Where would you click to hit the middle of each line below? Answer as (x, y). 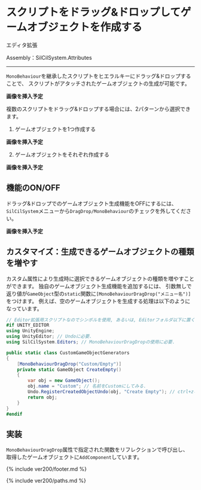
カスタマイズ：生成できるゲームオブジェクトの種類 (100, 252)
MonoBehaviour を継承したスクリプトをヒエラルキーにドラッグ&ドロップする (99, 76)
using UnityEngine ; (31, 331)
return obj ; (43, 397)
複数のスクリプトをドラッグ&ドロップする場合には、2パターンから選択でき (98, 109)
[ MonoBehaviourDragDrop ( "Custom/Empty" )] (69, 364)
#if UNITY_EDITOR (28, 325)
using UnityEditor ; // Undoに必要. (49, 337)
